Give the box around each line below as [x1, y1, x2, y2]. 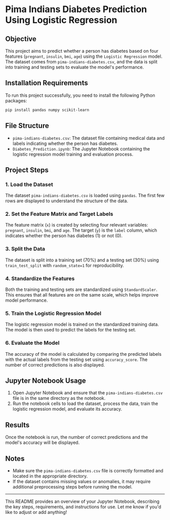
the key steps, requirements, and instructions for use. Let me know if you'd [5, 504, 161, 510]
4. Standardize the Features [5, 275, 75, 282]
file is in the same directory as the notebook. [12, 395, 106, 401]
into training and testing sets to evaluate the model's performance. [5, 64, 144, 70]
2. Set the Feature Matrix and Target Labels [5, 210, 113, 217]
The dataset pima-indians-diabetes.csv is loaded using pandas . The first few [5, 193, 165, 199]
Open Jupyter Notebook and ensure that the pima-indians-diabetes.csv [12, 390, 163, 396]
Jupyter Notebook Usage [5, 377, 86, 385]
